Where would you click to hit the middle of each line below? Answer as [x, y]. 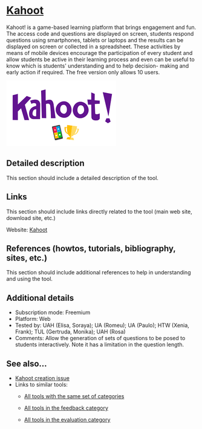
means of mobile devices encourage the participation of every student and [99, 53]
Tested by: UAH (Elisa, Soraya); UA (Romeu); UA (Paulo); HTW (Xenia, [102, 325]
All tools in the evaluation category [67, 420]
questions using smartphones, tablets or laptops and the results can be [95, 40]
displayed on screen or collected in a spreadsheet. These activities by [93, 47]
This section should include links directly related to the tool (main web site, [99, 211]
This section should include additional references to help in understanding [99, 273]
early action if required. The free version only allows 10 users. [83, 72]
